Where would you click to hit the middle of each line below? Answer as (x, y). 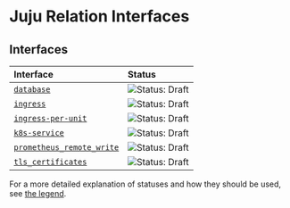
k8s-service (39, 133)
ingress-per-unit (50, 118)
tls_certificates (50, 162)
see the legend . (38, 193)
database (32, 90)
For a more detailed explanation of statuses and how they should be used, (145, 184)
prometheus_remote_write (66, 148)
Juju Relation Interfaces (99, 17)
